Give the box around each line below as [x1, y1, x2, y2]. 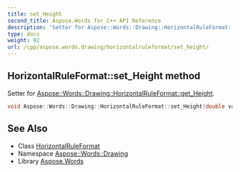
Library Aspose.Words [17, 156, 84, 165]
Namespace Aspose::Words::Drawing [17, 149, 129, 158]
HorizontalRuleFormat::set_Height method [7, 70, 201, 82]
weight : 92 [7, 37, 40, 44]
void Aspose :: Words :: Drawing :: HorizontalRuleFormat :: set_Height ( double [7, 103, 225, 110]
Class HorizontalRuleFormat [17, 141, 100, 150]
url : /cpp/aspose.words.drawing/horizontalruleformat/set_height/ [7, 44, 209, 51]
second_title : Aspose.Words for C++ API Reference [7, 17, 161, 24]
